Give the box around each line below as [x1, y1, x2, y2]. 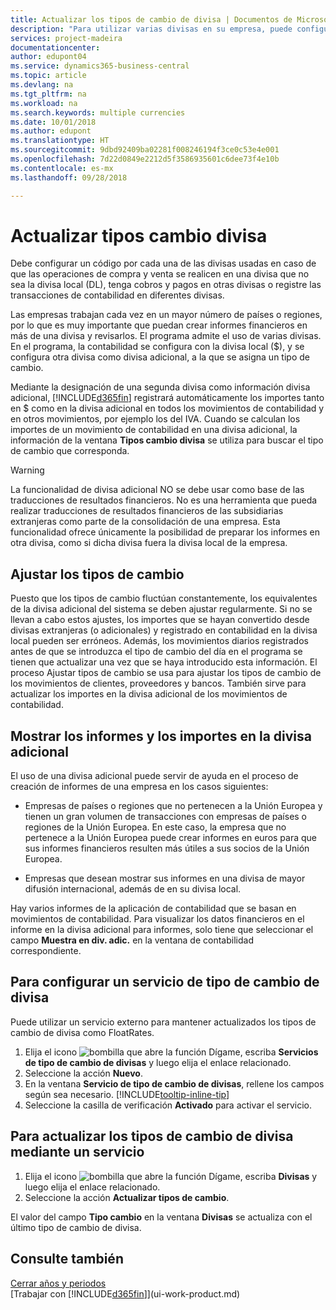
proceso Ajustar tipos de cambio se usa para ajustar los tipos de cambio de [10, 667, 322, 679]
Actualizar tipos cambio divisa [10, 224, 268, 247]
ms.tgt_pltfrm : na [10, 89, 87, 99]
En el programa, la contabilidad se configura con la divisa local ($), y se [10, 341, 305, 353]
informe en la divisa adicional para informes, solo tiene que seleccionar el [10, 924, 314, 936]
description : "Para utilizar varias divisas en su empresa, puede [10, 24, 293, 34]
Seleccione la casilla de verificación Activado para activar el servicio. [24, 1099, 312, 1111]
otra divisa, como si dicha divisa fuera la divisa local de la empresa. [10, 537, 288, 549]
